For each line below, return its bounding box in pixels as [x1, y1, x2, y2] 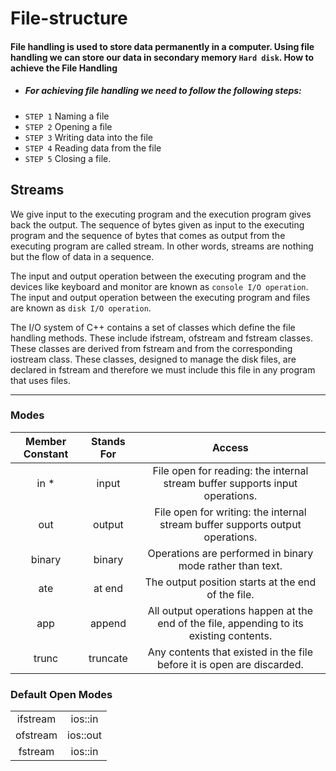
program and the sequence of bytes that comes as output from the [10, 229, 286, 241]
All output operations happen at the [147, 603, 314, 617]
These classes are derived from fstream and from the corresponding [10, 342, 293, 354]
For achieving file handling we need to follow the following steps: [24, 85, 302, 97]
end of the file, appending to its [157, 616, 304, 630]
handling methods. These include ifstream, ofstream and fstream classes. [10, 332, 313, 344]
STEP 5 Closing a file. [24, 152, 112, 164]
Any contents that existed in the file [147, 645, 313, 659]
